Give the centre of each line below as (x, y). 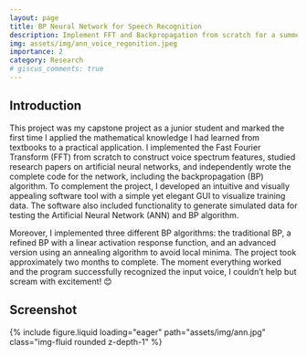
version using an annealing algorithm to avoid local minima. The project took (153, 252)
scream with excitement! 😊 (61, 281)
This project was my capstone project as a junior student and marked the (147, 128)
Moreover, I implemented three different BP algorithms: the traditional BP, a (150, 233)
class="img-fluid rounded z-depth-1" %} (86, 341)
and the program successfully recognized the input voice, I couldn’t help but (153, 271)
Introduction (46, 106)
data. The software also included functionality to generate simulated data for (153, 205)
